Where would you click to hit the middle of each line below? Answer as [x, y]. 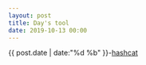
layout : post [30, 15]
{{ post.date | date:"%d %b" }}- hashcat [73, 53]
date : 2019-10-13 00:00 [48, 30]
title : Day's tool [39, 23]
